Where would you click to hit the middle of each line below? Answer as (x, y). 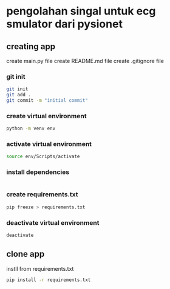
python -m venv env (31, 128)
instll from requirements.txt (40, 268)
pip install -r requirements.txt (49, 280)
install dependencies (38, 172)
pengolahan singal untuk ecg (81, 11)
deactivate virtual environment (53, 222)
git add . (19, 95)
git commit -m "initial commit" (47, 101)
